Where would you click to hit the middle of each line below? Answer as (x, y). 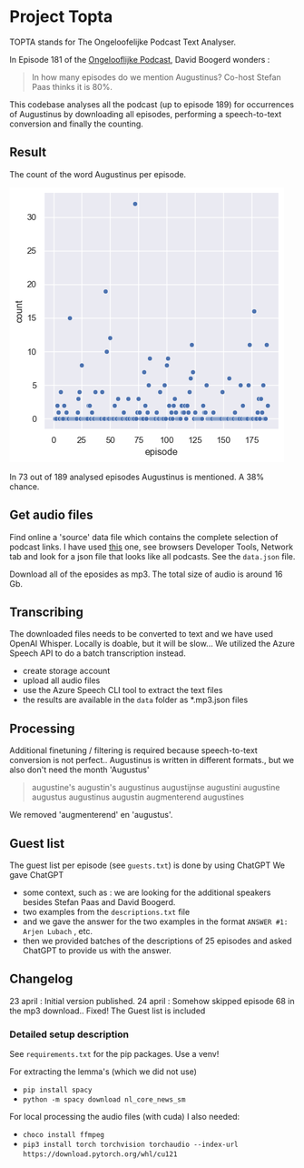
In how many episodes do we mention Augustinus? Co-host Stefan (156, 77)
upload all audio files (61, 680)
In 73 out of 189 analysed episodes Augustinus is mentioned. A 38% (137, 477)
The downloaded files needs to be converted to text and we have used (142, 634)
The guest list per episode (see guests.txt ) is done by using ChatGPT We (147, 865)
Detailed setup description (69, 1034)
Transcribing (47, 612)
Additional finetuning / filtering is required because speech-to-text (134, 750)
